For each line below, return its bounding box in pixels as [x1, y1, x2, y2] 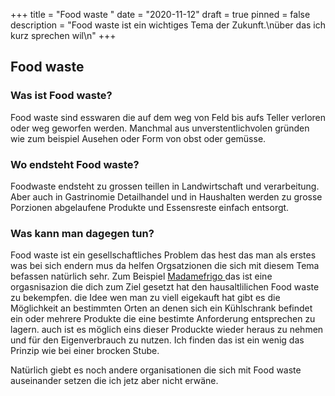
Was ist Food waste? [10, 89, 113, 103]
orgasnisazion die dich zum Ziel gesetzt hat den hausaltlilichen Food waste [10, 281, 320, 293]
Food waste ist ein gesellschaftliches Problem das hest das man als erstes [10, 249, 317, 261]
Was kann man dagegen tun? [10, 226, 155, 240]
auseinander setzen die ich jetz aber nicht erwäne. [10, 375, 219, 387]
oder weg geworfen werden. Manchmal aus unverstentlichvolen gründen [10, 122, 310, 134]
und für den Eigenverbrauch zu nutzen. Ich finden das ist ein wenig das [10, 334, 305, 346]
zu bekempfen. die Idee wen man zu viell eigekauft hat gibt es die [10, 292, 281, 304]
